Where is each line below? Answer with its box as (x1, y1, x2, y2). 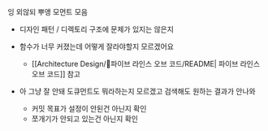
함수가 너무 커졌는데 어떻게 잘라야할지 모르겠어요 (19, 41, 174, 51)
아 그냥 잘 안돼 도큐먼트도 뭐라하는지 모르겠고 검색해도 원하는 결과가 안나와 (19, 86, 257, 96)
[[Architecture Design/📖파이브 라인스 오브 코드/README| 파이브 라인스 (31, 59, 261, 68)
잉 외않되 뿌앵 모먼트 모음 (7, 7, 89, 16)
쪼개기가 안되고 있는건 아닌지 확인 (31, 114, 139, 124)
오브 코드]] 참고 (31, 69, 80, 79)
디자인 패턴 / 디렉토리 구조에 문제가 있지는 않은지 (19, 24, 174, 34)
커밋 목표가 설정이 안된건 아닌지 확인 (31, 104, 147, 113)
